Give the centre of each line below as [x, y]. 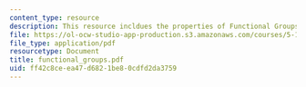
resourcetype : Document [55, 52]
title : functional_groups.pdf [67, 60]
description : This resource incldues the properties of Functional [140, 26]
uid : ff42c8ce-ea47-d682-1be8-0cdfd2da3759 [93, 69]
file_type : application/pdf [63, 43]
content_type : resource [55, 18]
